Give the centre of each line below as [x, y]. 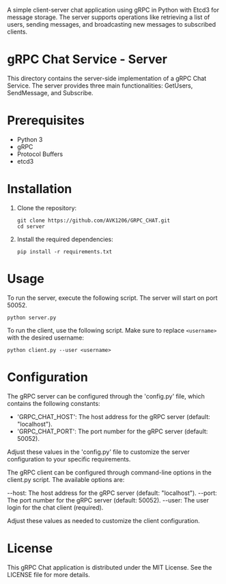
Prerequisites [46, 121]
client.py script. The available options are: [66, 479]
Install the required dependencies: [65, 239]
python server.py [32, 318]
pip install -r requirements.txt [65, 252]
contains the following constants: [54, 403]
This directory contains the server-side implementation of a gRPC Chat [107, 78]
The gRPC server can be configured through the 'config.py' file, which [106, 396]
